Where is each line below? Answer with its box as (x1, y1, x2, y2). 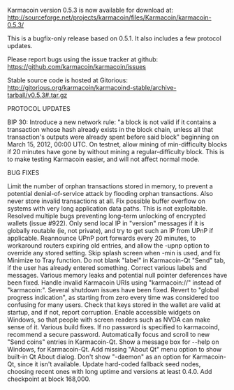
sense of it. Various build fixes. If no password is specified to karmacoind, (7, 323, 220, 331)
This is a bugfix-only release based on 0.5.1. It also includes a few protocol (7, 34, 221, 43)
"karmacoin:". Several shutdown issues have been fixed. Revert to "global (7, 286, 219, 294)
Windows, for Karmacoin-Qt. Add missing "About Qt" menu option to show (7, 345, 222, 353)
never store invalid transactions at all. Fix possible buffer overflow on (7, 197, 206, 205)
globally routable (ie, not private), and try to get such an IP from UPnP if (7, 227, 214, 234)
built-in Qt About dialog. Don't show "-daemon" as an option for (7, 352, 191, 361)
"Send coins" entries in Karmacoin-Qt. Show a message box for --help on (7, 338, 219, 346)
